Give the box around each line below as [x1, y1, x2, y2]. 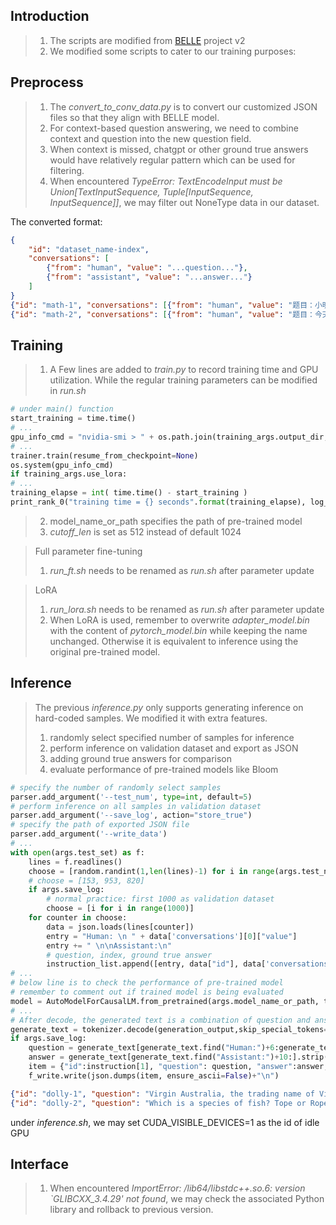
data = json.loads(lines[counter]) [46, 922, 195, 932]
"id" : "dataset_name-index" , [28, 244, 150, 254]
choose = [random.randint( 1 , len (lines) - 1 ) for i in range [28, 866, 275, 876]
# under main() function [10, 404, 114, 414]
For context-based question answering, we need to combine [49, 122, 299, 134]
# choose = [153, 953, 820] [28, 875, 145, 886]
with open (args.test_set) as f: [10, 847, 145, 858]
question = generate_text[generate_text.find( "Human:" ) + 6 [28, 1043, 275, 1053]
